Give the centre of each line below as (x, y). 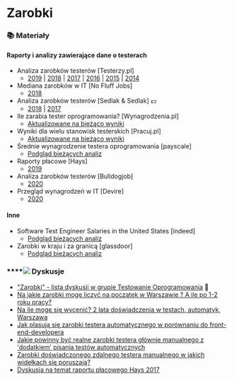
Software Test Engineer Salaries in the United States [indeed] (106, 230)
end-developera (40, 332)
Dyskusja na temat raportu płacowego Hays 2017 (88, 370)
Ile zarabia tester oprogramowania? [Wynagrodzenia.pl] (98, 116)
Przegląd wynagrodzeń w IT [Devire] (70, 192)
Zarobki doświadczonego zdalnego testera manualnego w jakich (111, 354)
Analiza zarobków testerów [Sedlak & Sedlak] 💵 (87, 101)
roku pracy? (34, 302)
